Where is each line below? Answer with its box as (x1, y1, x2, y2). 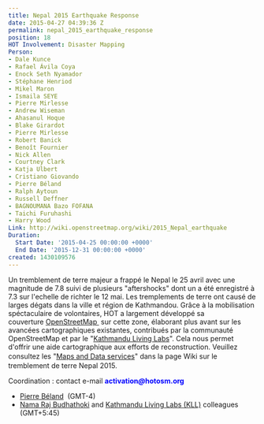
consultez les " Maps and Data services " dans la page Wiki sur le (8, 351, 218, 361)
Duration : (8, 232, 41, 240)
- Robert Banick (8, 136, 61, 144)
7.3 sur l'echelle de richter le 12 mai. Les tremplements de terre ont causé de (8, 292, 256, 301)
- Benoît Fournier (8, 143, 69, 151)
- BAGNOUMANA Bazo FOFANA (8, 202, 93, 210)
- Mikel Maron (8, 84, 55, 93)
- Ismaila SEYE (8, 92, 58, 100)
